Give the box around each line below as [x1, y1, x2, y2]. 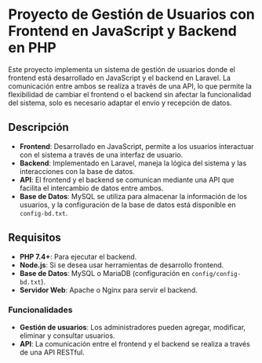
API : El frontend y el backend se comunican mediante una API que [19, 175, 235, 184]
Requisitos [8, 231, 61, 245]
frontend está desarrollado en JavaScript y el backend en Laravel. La [8, 73, 231, 82]
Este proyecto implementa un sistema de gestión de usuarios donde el [8, 64, 235, 74]
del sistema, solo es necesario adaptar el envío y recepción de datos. [8, 98, 232, 107]
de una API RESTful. [19, 347, 85, 357]
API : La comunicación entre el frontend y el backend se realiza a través [19, 339, 251, 348]
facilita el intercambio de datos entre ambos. [19, 183, 164, 193]
